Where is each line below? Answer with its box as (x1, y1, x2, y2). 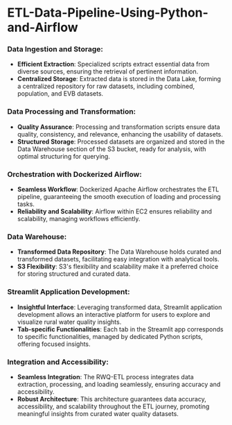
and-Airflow (7, 19, 78, 35)
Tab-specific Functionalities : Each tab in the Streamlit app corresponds (17, 324, 224, 333)
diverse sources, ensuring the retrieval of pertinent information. (17, 67, 199, 76)
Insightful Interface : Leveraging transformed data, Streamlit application (17, 303, 222, 311)
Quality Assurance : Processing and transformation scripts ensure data (17, 123, 220, 131)
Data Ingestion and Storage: (7, 44, 104, 54)
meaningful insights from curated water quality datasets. (17, 409, 179, 417)
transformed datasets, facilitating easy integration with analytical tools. (17, 255, 220, 263)
